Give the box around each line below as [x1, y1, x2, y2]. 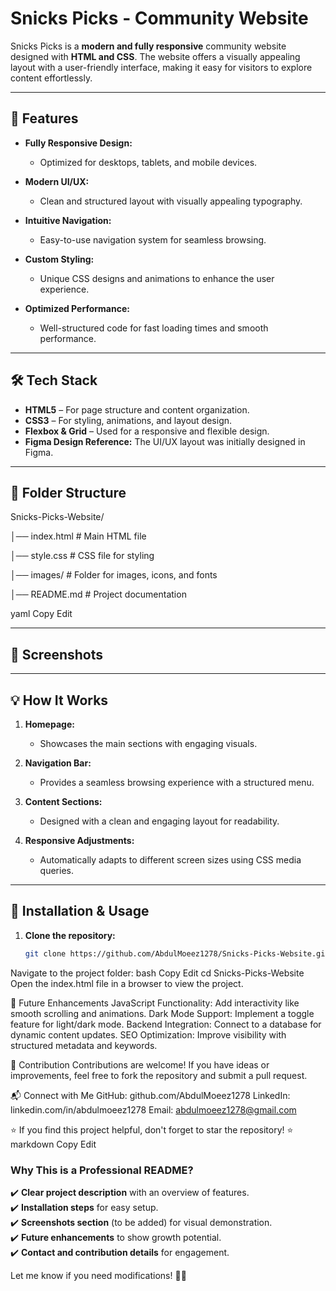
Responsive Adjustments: [24, 835, 135, 846]
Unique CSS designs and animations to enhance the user [39, 272, 275, 284]
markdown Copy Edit [10, 1138, 97, 1150]
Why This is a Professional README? [10, 1163, 194, 1177]
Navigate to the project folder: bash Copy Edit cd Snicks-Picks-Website [10, 967, 305, 979]
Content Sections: [24, 796, 103, 807]
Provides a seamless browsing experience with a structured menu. [39, 777, 315, 788]
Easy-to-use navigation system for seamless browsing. [39, 233, 267, 246]
